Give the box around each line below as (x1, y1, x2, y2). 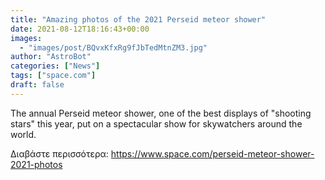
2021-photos (10, 158, 63, 170)
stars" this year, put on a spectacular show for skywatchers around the (10, 117, 303, 130)
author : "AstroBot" (10, 52, 92, 62)
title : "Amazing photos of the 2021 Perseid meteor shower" (10, 14, 267, 25)
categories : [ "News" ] (10, 61, 101, 71)
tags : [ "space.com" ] (10, 71, 97, 81)
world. (10, 128, 37, 140)
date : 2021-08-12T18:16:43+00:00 (10, 24, 150, 34)
